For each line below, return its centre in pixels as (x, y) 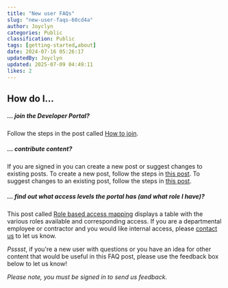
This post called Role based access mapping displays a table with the (105, 214)
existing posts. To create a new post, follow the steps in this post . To (104, 173)
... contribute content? (40, 149)
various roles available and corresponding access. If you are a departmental (114, 221)
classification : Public (41, 39)
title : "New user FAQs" (41, 13)
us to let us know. (32, 236)
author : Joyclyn (30, 26)
